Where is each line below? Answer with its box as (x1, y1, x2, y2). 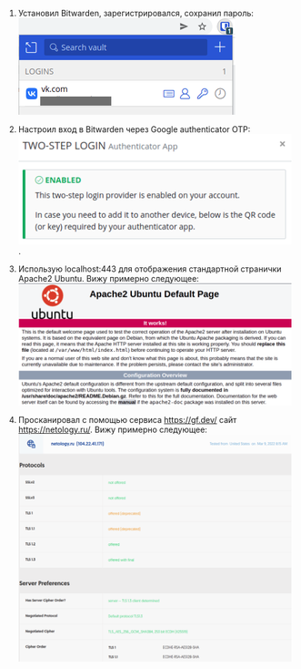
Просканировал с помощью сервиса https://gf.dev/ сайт (17, 414, 237, 425)
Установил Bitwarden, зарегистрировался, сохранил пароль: (17, 8, 255, 18)
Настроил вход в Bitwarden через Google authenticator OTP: (17, 124, 251, 135)
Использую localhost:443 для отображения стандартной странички (17, 263, 282, 274)
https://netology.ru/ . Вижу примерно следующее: (17, 424, 207, 435)
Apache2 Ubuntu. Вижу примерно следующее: (17, 273, 200, 284)
